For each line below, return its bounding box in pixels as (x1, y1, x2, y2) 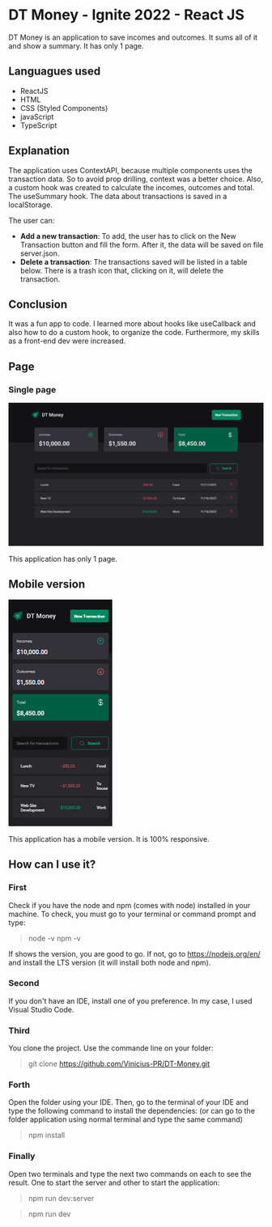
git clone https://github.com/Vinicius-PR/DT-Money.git (28, 1059, 210, 1069)
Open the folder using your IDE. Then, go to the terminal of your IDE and (8, 1098, 249, 1107)
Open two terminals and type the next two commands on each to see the (8, 1169, 252, 1178)
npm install (28, 1131, 66, 1140)
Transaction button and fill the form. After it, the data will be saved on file (19, 240, 264, 249)
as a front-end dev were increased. (8, 336, 126, 346)
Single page (8, 384, 57, 395)
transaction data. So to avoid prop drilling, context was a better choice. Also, (8, 174, 264, 184)
